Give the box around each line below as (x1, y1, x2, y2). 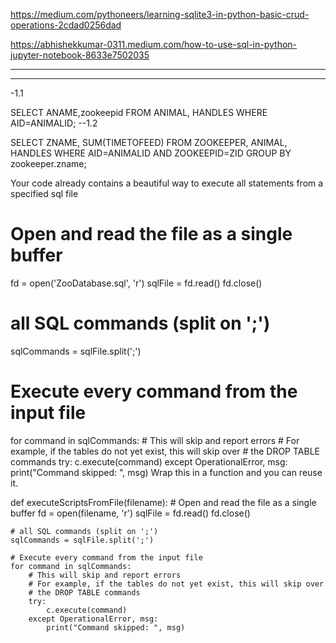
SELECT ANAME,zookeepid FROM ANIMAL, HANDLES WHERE (10, 107, 268, 118)
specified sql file (10, 188, 79, 199)
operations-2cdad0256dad (10, 19, 122, 31)
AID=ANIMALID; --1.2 (10, 117, 98, 129)
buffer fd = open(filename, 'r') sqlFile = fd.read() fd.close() (10, 507, 251, 519)
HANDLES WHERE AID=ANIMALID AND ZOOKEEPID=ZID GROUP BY (10, 147, 292, 159)
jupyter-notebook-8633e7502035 (10, 49, 150, 61)
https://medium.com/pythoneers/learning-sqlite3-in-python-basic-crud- (10, 9, 310, 20)
